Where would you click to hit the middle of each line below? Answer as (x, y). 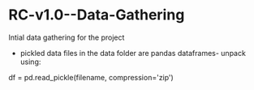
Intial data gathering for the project (67, 37)
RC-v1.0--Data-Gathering (97, 15)
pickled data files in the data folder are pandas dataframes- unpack (133, 53)
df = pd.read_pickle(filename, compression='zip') (91, 77)
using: (30, 62)
